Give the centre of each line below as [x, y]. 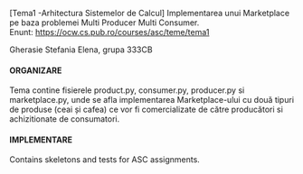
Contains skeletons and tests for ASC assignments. [105, 160]
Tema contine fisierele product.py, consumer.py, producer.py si [127, 90]
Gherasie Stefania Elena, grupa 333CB [81, 50]
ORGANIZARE [36, 70]
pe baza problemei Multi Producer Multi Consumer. [104, 23]
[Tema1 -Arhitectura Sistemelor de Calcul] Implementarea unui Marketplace [150, 13]
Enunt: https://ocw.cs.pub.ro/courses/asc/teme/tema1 [109, 32]
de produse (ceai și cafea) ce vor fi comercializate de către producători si [146, 110]
